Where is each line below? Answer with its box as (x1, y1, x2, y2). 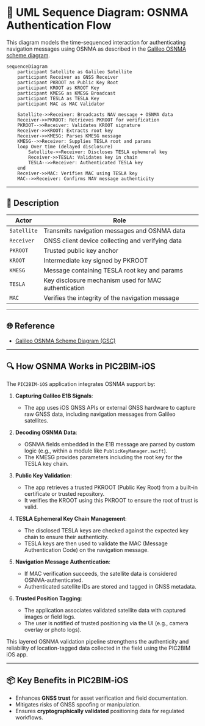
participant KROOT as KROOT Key (17, 85, 99, 91)
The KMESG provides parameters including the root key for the (24, 454, 183, 461)
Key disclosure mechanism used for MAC (43, 276, 162, 285)
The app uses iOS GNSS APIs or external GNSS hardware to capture (24, 404, 196, 412)
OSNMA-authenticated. (24, 576, 84, 584)
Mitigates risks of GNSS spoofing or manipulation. (15, 701, 142, 708)
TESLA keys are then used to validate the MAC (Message (24, 540, 168, 547)
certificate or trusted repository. (24, 490, 105, 498)
